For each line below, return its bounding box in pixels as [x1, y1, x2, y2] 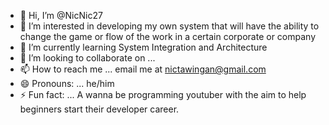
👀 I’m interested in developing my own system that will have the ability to [19, 20, 320, 32]
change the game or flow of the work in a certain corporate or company [19, 31, 316, 42]
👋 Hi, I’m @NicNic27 [19, 10, 103, 21]
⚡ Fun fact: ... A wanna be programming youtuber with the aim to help [19, 89, 307, 100]
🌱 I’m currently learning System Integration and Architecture [19, 41, 268, 53]
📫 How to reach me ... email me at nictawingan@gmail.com [19, 63, 267, 75]
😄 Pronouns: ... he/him [19, 78, 115, 89]
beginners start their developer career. [19, 103, 180, 115]
